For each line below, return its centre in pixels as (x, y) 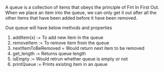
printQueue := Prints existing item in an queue (60, 64)
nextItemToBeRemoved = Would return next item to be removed (78, 48)
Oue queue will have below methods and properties (59, 28)
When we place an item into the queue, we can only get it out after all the (81, 13)
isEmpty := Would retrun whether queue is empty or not (70, 59)
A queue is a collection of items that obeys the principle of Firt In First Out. (82, 7)
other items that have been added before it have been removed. (71, 18)
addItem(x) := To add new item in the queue (58, 38)
